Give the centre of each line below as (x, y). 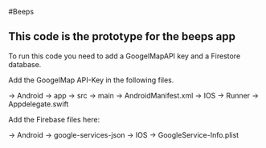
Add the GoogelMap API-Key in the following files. (91, 80)
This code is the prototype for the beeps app (122, 36)
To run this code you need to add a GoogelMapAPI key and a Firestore (125, 56)
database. (25, 64)
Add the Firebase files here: (54, 119)
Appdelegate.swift (39, 104)
